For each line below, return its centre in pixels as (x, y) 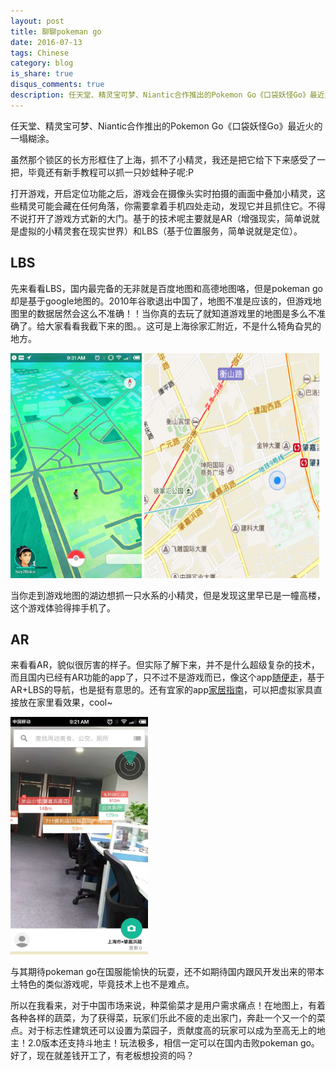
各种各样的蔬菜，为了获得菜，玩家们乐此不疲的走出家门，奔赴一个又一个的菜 (168, 1018)
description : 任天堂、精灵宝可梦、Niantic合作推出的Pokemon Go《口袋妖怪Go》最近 (167, 95)
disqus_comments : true (57, 85)
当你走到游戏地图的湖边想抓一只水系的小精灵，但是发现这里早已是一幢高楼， (168, 595)
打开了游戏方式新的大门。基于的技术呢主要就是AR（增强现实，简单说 (169, 218)
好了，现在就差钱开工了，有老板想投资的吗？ (102, 1056)
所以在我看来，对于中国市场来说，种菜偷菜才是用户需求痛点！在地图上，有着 (168, 1006)
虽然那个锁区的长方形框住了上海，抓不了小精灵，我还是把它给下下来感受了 (163, 159)
